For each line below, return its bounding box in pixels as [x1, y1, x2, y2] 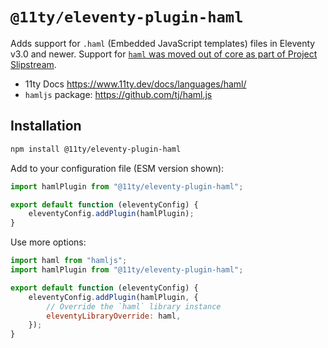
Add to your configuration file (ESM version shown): [10, 162, 225, 174]
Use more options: [10, 236, 87, 248]
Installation [10, 118, 82, 135]
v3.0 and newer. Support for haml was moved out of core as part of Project [10, 48, 318, 60]
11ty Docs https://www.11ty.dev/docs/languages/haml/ [24, 78, 247, 90]
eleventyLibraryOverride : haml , [46, 311, 182, 321]
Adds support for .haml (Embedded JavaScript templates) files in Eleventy [10, 37, 316, 49]
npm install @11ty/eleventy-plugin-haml [10, 144, 182, 154]
